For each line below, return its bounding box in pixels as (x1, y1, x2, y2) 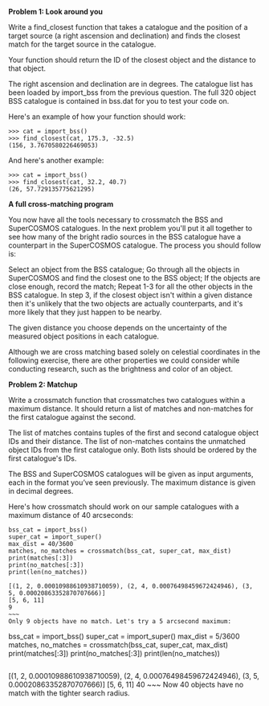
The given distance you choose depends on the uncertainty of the (8, 323, 227, 332)
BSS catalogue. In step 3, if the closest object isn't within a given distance (8, 290, 253, 300)
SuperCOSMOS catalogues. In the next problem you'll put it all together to (8, 224, 253, 232)
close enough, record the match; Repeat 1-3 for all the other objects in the (8, 281, 253, 291)
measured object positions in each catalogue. (8, 331, 159, 341)
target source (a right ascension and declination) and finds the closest (8, 31, 241, 40)
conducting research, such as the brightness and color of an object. (8, 364, 234, 373)
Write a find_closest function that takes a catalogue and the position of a (8, 23, 248, 31)
